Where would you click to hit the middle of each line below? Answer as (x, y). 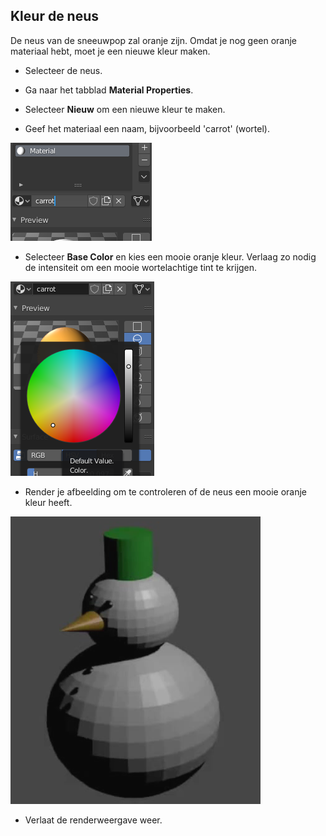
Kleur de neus (55, 16)
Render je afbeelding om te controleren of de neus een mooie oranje (165, 491)
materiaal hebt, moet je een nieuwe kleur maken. (110, 51)
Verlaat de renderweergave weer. (93, 820)
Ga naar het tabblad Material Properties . (109, 90)
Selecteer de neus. (63, 70)
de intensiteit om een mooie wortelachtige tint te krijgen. (141, 267)
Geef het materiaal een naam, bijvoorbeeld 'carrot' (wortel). (147, 128)
